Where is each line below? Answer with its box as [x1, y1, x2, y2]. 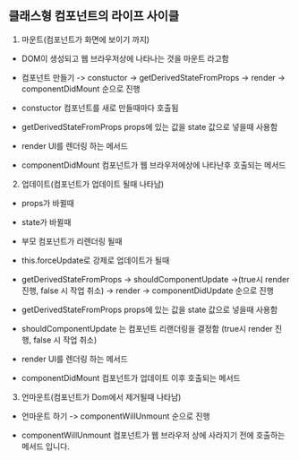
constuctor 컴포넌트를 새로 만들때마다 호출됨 [21, 102, 179, 113]
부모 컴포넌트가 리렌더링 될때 [21, 236, 123, 247]
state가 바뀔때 [21, 216, 72, 227]
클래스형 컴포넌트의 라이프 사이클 [8, 8, 180, 24]
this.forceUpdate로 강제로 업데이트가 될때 [21, 255, 170, 265]
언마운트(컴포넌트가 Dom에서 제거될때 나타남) [21, 391, 182, 402]
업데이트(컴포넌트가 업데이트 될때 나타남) [21, 178, 165, 189]
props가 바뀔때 [21, 197, 75, 208]
